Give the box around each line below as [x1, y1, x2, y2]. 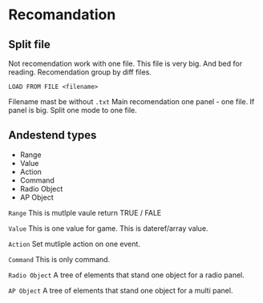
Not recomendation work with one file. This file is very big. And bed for [8, 59, 243, 68]
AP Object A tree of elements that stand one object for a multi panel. [8, 285, 233, 295]
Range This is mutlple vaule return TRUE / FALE [8, 208, 162, 217]
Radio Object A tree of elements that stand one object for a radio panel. [8, 270, 245, 280]
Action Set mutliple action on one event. [8, 239, 140, 248]
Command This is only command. [8, 254, 111, 264]
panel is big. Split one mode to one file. [8, 106, 138, 115]
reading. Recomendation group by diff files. [8, 67, 152, 77]
